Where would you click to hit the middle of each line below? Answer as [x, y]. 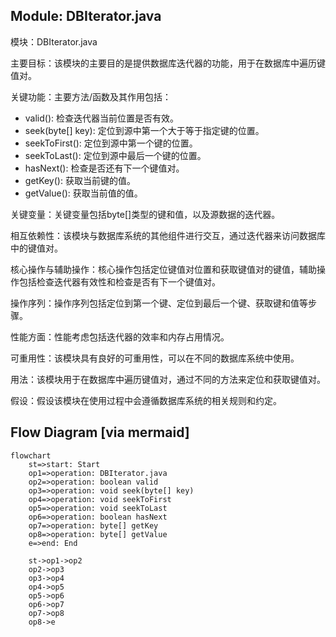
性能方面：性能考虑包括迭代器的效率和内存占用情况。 [120, 336]
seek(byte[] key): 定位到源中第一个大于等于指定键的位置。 [144, 130]
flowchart [31, 455]
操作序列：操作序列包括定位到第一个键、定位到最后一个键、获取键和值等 [159, 303]
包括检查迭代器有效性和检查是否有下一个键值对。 [119, 281]
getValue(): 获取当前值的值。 [83, 193]
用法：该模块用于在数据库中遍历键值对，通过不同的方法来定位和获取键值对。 [168, 379]
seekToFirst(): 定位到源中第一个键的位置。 [111, 143]
